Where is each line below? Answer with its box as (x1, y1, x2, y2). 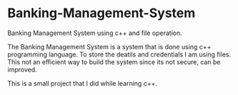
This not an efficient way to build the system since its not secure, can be (7, 57, 221, 66)
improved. (7, 65, 37, 74)
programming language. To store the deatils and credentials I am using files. (7, 50, 231, 59)
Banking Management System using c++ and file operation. (7, 29, 182, 37)
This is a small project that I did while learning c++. (7, 79, 157, 87)
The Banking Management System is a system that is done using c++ (7, 42, 212, 51)
